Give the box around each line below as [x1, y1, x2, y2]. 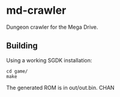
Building [6, 41, 38, 51]
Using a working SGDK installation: [6, 56, 92, 63]
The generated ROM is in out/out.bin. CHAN [6, 84, 115, 91]
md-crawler [6, 4, 67, 17]
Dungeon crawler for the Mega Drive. [6, 23, 98, 31]
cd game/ [6, 68, 28, 74]
